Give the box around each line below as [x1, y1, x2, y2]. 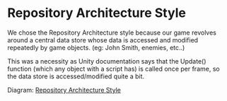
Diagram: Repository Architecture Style [7, 85, 122, 94]
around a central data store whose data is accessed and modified [7, 35, 199, 44]
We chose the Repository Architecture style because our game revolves [7, 28, 217, 37]
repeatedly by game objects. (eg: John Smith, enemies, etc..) [7, 43, 185, 52]
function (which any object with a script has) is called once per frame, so [7, 64, 221, 73]
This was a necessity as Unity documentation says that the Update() [7, 57, 206, 65]
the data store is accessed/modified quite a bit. [7, 72, 145, 81]
